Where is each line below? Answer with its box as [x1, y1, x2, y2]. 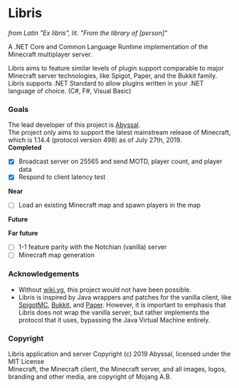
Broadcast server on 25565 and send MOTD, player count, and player [18, 157, 223, 165]
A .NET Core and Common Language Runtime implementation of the [8, 42, 208, 51]
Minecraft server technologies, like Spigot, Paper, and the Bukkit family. [8, 71, 218, 80]
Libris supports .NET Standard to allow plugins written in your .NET [8, 78, 204, 87]
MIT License [8, 357, 45, 366]
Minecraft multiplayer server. [8, 50, 92, 58]
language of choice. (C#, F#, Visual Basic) [8, 86, 132, 95]
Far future [8, 229, 38, 238]
